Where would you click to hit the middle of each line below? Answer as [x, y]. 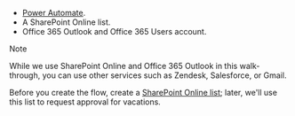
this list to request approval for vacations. [85, 102]
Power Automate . [54, 13]
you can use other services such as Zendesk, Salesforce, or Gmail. [164, 75]
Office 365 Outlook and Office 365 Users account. [114, 31]
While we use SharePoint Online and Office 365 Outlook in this [124, 66]
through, [25, 75]
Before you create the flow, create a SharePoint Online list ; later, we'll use [144, 93]
